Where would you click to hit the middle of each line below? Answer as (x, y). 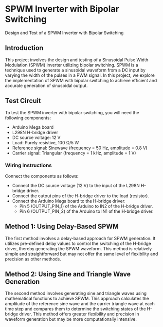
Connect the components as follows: (42, 176)
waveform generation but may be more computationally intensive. (71, 319)
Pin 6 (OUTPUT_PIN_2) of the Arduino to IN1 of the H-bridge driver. (86, 211)
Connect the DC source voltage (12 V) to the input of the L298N (76, 185)
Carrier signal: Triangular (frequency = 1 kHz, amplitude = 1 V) (74, 153)
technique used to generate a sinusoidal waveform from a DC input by (75, 70)
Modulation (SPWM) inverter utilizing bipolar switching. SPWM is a (72, 65)
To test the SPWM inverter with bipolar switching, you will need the (72, 112)
